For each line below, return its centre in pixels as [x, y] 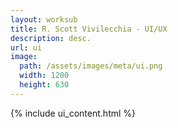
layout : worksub [44, 19]
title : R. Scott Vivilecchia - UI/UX [89, 29]
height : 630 [44, 85]
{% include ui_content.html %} [73, 113]
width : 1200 [44, 76]
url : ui [26, 47]
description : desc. [51, 38]
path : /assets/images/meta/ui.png [91, 66]
